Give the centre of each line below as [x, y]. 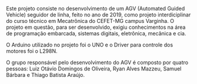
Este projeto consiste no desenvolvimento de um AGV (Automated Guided [96, 9]
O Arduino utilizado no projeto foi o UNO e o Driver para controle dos [90, 45]
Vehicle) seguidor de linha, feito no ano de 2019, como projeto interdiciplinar [98, 15]
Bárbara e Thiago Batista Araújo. [46, 75]
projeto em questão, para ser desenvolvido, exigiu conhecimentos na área [96, 27]
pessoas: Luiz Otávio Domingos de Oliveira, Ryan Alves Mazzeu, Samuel [94, 69]
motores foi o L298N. [32, 51]
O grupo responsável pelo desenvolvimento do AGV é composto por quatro [97, 62]
